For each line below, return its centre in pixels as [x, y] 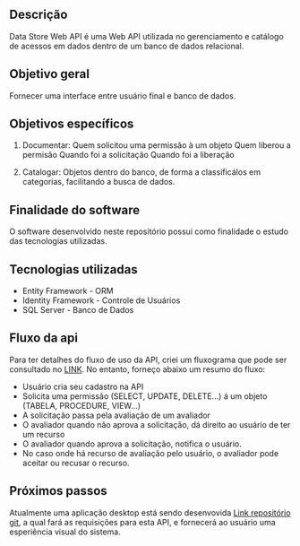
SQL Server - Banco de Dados [78, 310]
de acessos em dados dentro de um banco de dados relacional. [127, 46]
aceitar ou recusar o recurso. [76, 463]
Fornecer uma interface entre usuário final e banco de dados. [123, 95]
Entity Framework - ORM [68, 291]
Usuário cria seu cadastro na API [83, 386]
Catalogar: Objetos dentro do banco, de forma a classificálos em [141, 172]
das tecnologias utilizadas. [58, 241]
